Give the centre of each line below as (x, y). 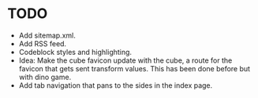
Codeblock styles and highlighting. (75, 52)
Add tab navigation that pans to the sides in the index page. (116, 85)
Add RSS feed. (43, 43)
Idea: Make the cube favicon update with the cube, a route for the (125, 60)
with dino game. (45, 77)
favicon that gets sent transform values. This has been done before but (134, 68)
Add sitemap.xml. (47, 35)
